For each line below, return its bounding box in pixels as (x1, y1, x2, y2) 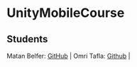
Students (6, 33, 48, 45)
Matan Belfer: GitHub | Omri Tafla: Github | (6, 51, 131, 60)
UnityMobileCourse (6, 5, 125, 21)
